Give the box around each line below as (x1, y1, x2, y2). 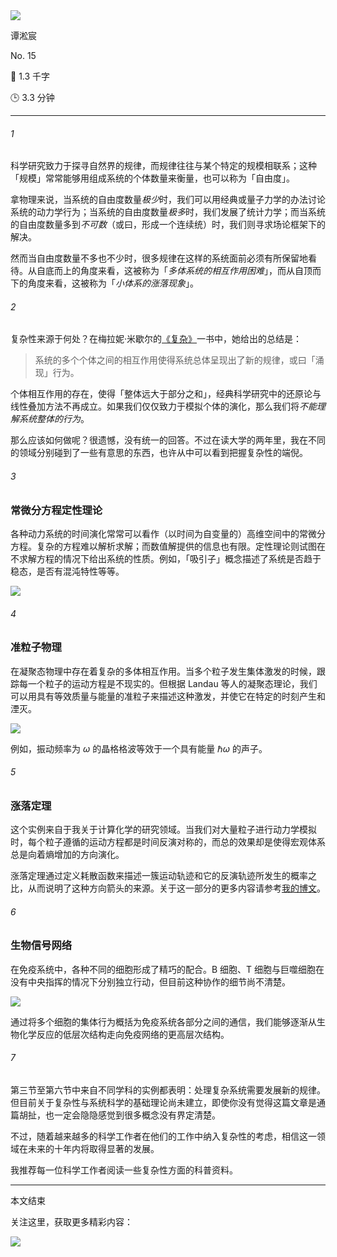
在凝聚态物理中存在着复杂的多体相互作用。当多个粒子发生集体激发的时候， (10, 665, 317, 677)
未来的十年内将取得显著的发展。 (27, 1142, 160, 1154)
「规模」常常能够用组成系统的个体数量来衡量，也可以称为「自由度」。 (10, 172, 295, 184)
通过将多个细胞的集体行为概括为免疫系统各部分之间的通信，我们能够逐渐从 (10, 1015, 317, 1028)
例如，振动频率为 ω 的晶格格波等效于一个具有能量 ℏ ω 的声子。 (10, 742, 268, 754)
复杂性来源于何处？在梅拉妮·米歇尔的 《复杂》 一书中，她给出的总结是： (10, 333, 303, 345)
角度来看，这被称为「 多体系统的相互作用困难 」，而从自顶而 (79, 265, 322, 277)
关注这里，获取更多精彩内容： (10, 1215, 133, 1228)
